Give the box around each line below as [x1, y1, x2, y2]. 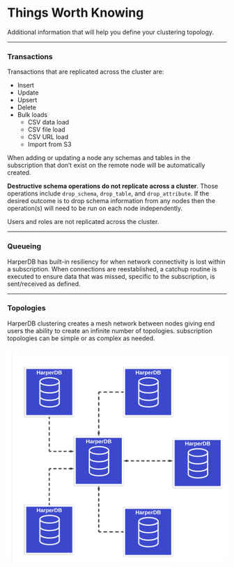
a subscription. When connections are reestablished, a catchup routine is [7, 264, 217, 273]
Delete [17, 103, 37, 112]
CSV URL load [27, 133, 69, 141]
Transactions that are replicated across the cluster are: [7, 67, 164, 76]
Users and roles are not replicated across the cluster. [7, 218, 159, 226]
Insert [17, 81, 35, 90]
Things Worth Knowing [7, 5, 144, 21]
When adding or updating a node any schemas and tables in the [7, 154, 191, 162]
